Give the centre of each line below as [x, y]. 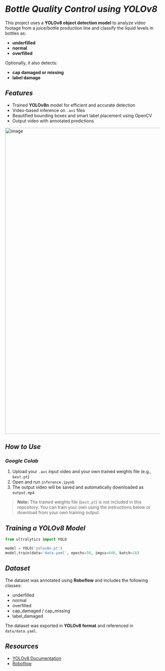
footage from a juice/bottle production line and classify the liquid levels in [79, 28]
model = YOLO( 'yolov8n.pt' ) [34, 549]
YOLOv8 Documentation [37, 658]
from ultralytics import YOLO [36, 540]
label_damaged [27, 616]
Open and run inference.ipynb [43, 482]
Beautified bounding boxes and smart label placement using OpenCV [82, 115]
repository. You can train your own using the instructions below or [84, 507]
